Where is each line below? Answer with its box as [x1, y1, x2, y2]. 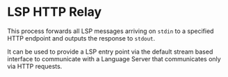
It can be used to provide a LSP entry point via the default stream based [7, 47, 213, 56]
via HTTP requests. [7, 62, 63, 70]
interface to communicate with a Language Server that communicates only [7, 54, 221, 63]
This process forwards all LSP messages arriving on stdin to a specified [7, 27, 214, 35]
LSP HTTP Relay [7, 4, 102, 20]
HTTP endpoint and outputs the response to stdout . [7, 34, 156, 42]
